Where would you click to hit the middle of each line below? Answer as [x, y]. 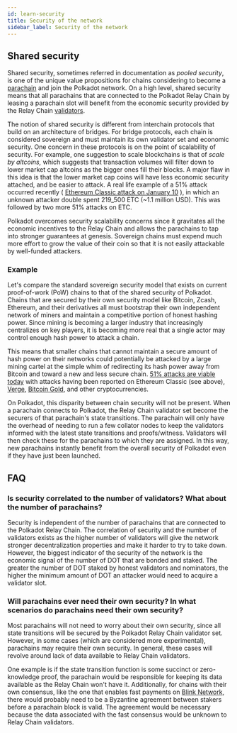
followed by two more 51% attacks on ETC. [70, 207]
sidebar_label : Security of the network [68, 27]
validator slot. [27, 583]
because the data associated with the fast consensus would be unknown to [117, 715]
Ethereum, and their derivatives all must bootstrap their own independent [114, 308]
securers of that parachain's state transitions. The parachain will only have [116, 418]
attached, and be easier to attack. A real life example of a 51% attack [108, 184]
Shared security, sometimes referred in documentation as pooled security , [116, 73]
